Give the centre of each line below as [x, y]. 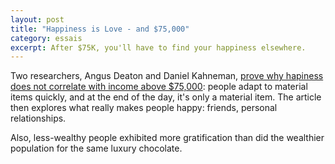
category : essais [46, 38]
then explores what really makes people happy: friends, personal [144, 108]
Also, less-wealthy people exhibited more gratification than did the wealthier [167, 138]
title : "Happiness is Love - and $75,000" [100, 29]
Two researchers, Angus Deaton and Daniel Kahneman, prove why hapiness [167, 76]
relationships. [38, 118]
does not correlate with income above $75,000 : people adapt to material [159, 87]
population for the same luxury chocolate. [96, 148]
